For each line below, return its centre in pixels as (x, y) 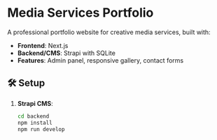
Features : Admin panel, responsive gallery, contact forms (100, 60)
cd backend (33, 116)
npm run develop (41, 129)
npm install (35, 123)
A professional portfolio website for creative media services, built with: (109, 32)
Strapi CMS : (35, 103)
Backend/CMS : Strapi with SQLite (66, 53)
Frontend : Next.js (43, 45)
